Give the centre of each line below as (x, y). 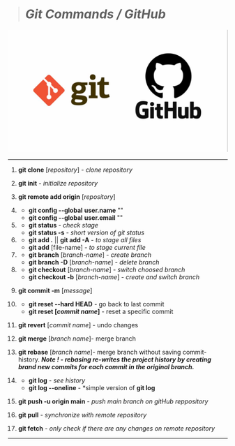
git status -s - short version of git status (86, 232)
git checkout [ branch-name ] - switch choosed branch (107, 270)
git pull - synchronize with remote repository (82, 415)
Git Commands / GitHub (95, 14)
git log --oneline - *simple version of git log (92, 388)
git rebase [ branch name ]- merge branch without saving (99, 352)
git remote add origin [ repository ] (67, 197)
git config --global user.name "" (76, 210)
